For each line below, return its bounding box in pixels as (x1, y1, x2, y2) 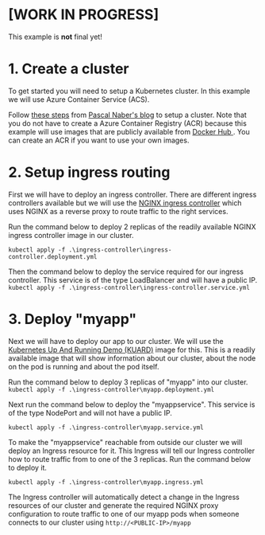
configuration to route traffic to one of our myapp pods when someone (8, 509, 240, 518)
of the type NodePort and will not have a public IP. (8, 408, 173, 417)
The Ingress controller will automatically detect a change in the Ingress (8, 492, 240, 502)
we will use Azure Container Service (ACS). (8, 94, 150, 104)
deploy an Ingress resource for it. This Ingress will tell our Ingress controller (8, 446, 255, 455)
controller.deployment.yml (8, 252, 98, 260)
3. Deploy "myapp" (8, 310, 137, 328)
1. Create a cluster (8, 60, 129, 78)
